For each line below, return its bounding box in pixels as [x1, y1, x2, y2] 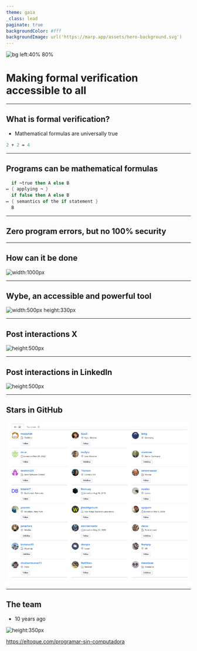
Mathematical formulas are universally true [14, 129, 118, 137]
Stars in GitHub [6, 405, 63, 415]
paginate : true [6, 22, 43, 28]
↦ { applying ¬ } [6, 186, 49, 192]
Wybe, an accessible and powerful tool [6, 291, 152, 301]
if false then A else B [11, 192, 69, 199]
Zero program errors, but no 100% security [6, 226, 167, 237]
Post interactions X [6, 329, 77, 339]
